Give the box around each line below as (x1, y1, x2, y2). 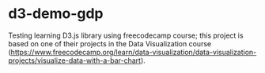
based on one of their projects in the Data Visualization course (8, 38, 212, 48)
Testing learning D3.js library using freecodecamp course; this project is (8, 31, 244, 40)
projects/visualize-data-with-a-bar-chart (8, 56, 141, 65)
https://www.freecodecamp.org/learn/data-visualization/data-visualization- (10, 47, 257, 57)
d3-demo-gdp (8, 5, 104, 23)
